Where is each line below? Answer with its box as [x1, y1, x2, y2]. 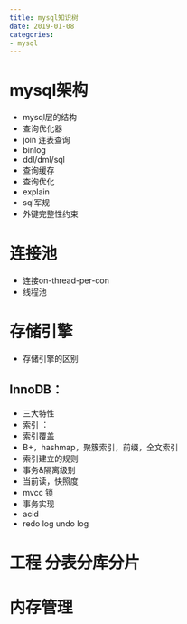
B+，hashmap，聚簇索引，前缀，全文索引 [22, 441, 179, 452]
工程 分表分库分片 [9, 553, 140, 573]
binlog [22, 145, 47, 156]
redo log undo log [22, 517, 89, 529]
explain [22, 186, 50, 197]
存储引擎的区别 [22, 354, 79, 364]
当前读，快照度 [22, 476, 79, 487]
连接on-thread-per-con [22, 275, 110, 286]
